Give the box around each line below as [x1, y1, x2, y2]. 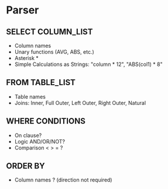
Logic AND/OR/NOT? [14, 138, 66, 145]
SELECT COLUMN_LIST [6, 27, 93, 37]
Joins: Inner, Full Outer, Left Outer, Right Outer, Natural [14, 99, 146, 106]
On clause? [14, 132, 42, 139]
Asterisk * [14, 55, 39, 61]
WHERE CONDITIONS [6, 116, 86, 126]
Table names [14, 93, 46, 100]
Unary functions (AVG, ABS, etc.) [14, 48, 95, 55]
